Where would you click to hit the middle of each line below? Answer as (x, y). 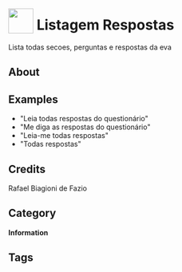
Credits (27, 169)
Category (32, 213)
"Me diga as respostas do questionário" (85, 127)
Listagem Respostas (105, 25)
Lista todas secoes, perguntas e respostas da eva (90, 47)
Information (28, 232)
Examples (33, 99)
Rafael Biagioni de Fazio (48, 188)
